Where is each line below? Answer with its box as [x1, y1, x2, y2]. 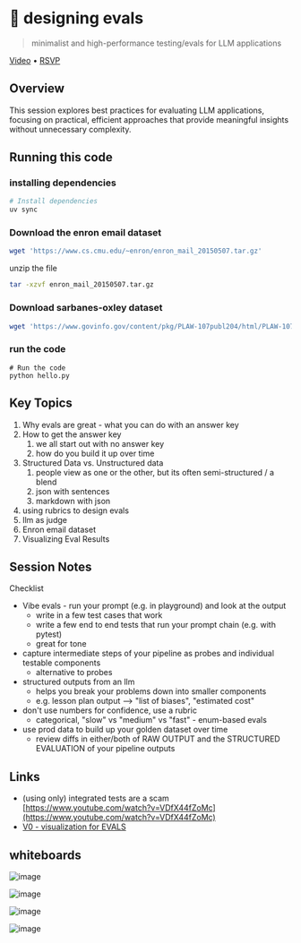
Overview [9, 81, 65, 97]
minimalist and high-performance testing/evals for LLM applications [30, 38, 282, 48]
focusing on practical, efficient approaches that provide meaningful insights [9, 114, 289, 124]
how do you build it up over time [35, 448, 155, 459]
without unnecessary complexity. [9, 124, 132, 134]
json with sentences [35, 485, 110, 496]
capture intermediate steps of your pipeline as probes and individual [21, 648, 275, 659]
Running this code [9, 150, 114, 165]
